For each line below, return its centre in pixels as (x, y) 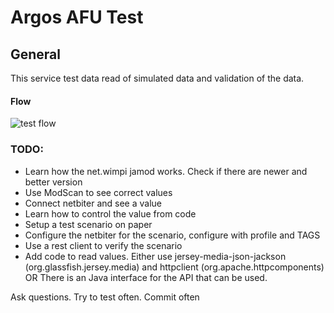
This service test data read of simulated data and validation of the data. (157, 78)
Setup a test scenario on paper (88, 224)
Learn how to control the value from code (110, 213)
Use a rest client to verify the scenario (103, 245)
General (36, 54)
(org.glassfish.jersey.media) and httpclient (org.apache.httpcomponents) (174, 267)
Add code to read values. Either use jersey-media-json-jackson (155, 256)
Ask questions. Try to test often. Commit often (105, 297)
